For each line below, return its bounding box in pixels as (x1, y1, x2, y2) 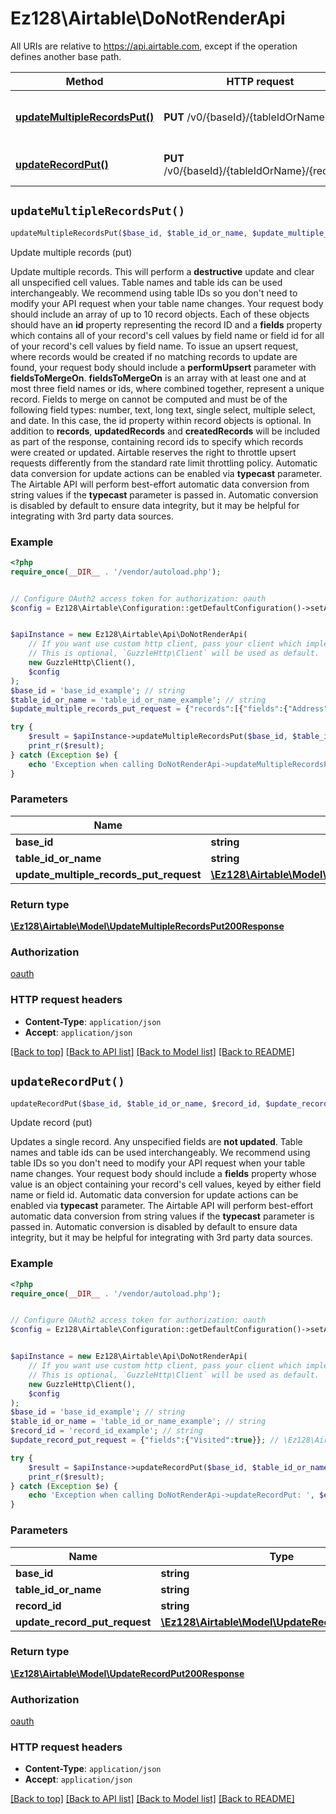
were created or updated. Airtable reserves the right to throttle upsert (10, 446, 297, 458)
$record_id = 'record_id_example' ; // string (10, 1426, 203, 1436)
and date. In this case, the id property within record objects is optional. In (10, 414, 312, 426)
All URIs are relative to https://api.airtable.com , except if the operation (10, 40, 298, 52)
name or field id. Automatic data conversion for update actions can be (10, 1189, 299, 1201)
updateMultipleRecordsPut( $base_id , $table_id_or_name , (10, 228, 248, 238)
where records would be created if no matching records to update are (10, 350, 298, 362)
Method (65, 74, 104, 88)
